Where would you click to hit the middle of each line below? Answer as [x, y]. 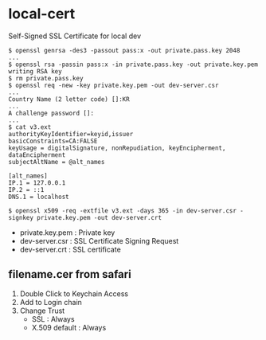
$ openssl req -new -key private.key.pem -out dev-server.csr [113, 85]
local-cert [42, 14]
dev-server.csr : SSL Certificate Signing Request [99, 240]
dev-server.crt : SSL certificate [70, 249]
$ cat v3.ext [30, 127]
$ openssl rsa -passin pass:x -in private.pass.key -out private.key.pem [133, 64]
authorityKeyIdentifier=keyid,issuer [71, 134]
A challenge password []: [51, 113]
